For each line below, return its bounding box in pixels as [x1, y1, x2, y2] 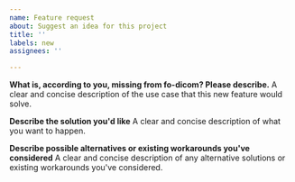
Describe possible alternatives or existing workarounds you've [9, 143, 251, 154]
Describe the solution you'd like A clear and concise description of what [9, 116, 281, 127]
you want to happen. [9, 125, 86, 136]
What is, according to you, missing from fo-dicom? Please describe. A [9, 79, 278, 90]
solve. [9, 98, 32, 109]
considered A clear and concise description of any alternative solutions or [9, 152, 286, 163]
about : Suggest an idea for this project [9, 22, 168, 31]
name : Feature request [9, 13, 95, 23]
